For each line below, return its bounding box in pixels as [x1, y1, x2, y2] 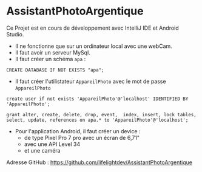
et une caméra [24, 147, 61, 154]
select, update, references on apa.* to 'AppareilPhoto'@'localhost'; [6, 117, 189, 123]
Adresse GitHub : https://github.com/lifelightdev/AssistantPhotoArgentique [6, 159, 193, 166]
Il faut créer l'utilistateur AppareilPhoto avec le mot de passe [15, 78, 166, 85]
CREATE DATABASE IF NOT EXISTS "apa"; [6, 67, 104, 73]
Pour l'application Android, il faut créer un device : [15, 127, 141, 134]
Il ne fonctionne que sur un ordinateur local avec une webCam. [15, 42, 173, 50]
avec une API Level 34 [24, 141, 81, 148]
